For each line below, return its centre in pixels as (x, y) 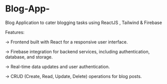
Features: (15, 32)
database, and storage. (29, 57)
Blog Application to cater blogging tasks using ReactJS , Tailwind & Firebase (84, 22)
